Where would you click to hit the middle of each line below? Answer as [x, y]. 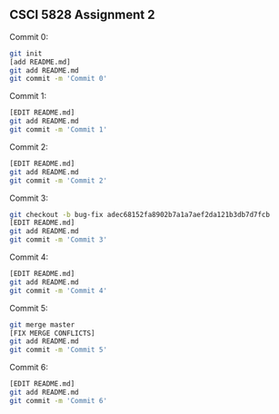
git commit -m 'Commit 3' [58, 240]
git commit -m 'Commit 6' [58, 400]
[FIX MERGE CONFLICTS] [52, 333]
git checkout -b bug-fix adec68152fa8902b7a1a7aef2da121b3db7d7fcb [140, 214]
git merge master [42, 325]
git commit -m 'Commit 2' [58, 181]
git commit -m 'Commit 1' [58, 130]
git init [26, 54]
